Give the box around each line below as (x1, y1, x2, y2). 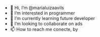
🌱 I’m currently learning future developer (10, 15, 95, 21)
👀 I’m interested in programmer (10, 10, 75, 16)
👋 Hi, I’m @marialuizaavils (10, 5, 64, 10)
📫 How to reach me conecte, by (10, 26, 78, 32)
